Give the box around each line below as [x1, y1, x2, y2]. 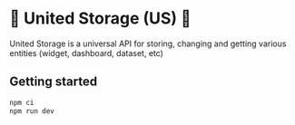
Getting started [9, 74, 98, 90]
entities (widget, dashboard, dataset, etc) [9, 47, 163, 58]
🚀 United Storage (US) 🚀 [9, 8, 192, 29]
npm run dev [9, 106, 54, 116]
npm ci [9, 98, 34, 107]
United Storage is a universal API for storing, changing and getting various [9, 38, 287, 49]
